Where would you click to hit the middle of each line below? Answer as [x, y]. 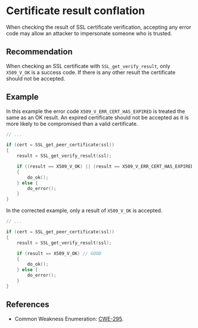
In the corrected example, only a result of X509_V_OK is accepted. [84, 210]
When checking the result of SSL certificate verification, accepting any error [99, 27]
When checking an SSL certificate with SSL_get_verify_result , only [88, 66]
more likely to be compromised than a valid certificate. [72, 123]
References [28, 305]
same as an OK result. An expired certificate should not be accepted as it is [98, 117]
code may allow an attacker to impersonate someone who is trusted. [89, 33]
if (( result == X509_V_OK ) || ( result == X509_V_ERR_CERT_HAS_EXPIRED [105, 167]
